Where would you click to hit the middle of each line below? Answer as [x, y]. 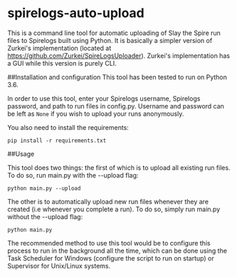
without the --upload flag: [45, 216]
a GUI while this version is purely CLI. [62, 63]
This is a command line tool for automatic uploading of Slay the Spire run [114, 33]
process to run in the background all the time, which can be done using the [117, 251]
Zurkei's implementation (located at [59, 48]
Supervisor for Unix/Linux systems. [59, 266]
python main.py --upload [44, 188]
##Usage [21, 153]
